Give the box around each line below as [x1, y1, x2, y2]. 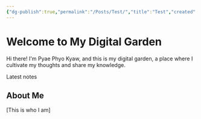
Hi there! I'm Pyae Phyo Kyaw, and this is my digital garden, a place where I [6, 55, 193, 62]
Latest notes [6, 73, 37, 80]
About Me [6, 90, 44, 100]
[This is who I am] [6, 106, 51, 114]
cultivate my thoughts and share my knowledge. [6, 61, 126, 68]
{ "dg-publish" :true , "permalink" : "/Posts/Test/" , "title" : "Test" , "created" [6, 8, 196, 15]
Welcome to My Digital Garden [6, 34, 162, 48]
